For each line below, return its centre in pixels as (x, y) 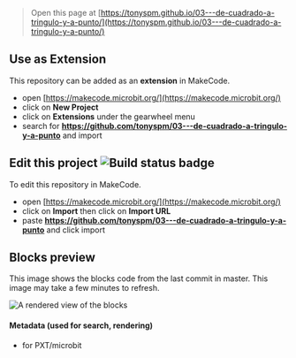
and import (83, 135)
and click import (76, 230)
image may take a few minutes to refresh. (84, 288)
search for (41, 126)
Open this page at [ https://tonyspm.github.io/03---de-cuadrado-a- (153, 13)
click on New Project (60, 107)
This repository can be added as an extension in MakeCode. (120, 80)
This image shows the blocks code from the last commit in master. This (139, 278)
